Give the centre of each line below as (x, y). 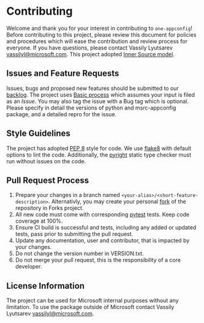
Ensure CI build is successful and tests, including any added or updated (106, 228)
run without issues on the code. (46, 161)
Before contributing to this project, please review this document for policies (101, 34)
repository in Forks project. (49, 208)
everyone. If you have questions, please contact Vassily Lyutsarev (89, 48)
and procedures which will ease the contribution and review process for (97, 41)
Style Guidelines (38, 134)
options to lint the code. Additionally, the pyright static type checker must (99, 155)
